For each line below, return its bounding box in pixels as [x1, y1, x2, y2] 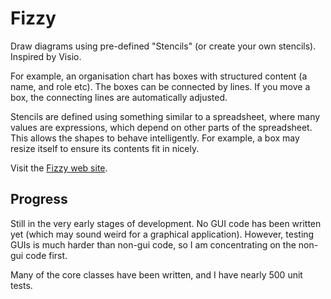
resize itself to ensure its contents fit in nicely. [10, 142, 200, 154]
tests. [10, 279, 33, 291]
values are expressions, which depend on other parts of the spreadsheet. [10, 121, 313, 133]
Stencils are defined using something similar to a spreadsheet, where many [10, 110, 321, 122]
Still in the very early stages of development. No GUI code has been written [10, 217, 322, 229]
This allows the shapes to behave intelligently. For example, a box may [10, 132, 300, 144]
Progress [10, 191, 68, 208]
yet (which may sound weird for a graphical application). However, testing [10, 228, 315, 240]
